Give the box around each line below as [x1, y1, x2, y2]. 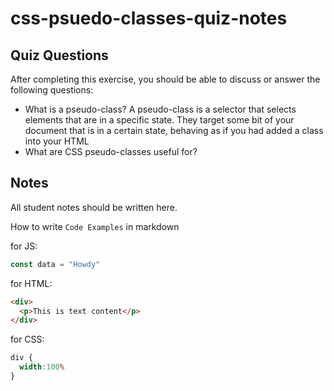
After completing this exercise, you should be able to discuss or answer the [10, 73, 321, 85]
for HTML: [10, 277, 53, 289]
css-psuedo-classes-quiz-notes [10, 7, 288, 30]
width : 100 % [19, 362, 65, 372]
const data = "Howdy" [10, 259, 101, 269]
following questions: [10, 84, 94, 96]
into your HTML [24, 135, 90, 147]
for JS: [10, 240, 38, 252]
